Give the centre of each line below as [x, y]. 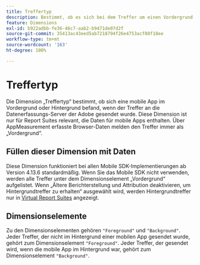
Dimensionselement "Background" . [48, 255]
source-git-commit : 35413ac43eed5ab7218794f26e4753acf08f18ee [85, 34]
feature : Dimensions [32, 23]
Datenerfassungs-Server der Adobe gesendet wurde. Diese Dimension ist [97, 114]
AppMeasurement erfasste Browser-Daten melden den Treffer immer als [95, 127]
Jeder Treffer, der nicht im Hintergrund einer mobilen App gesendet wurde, [98, 237]
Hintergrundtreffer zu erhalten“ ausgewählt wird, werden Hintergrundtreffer [99, 191]
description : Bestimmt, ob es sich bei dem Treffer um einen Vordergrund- [101, 17]
